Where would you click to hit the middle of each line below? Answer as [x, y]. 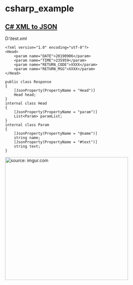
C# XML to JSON [31, 27]
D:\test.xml [16, 38]
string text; [27, 146]
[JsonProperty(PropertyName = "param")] [56, 112]
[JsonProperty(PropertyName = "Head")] [55, 90]
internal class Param [27, 125]
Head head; [25, 95]
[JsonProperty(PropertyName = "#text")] [56, 142]
